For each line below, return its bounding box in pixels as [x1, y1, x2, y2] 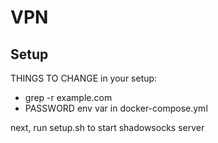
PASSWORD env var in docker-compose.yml [24, 102, 208, 114]
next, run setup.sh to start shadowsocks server [10, 122, 205, 133]
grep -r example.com [24, 92, 113, 103]
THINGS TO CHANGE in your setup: [10, 72, 158, 84]
